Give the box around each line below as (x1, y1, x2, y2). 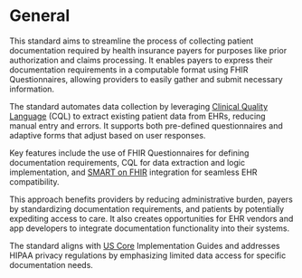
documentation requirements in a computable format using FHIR (9, 64, 249, 75)
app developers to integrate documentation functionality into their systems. (9, 223, 290, 234)
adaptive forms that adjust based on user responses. (9, 129, 206, 140)
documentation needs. (9, 259, 93, 270)
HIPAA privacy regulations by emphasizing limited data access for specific (9, 250, 287, 261)
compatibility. (9, 176, 61, 187)
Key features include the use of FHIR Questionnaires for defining (9, 147, 250, 158)
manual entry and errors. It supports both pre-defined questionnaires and (9, 120, 283, 131)
